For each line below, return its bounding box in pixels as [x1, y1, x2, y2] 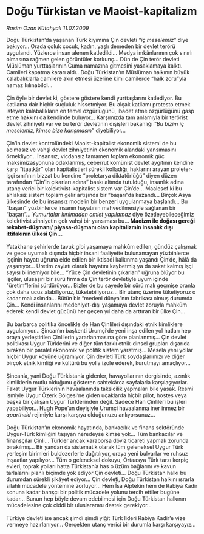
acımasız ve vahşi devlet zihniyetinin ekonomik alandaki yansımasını [6, 146, 177, 153]
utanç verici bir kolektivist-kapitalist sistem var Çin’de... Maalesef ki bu [6, 184, 182, 192]
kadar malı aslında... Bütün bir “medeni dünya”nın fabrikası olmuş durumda [6, 294, 193, 302]
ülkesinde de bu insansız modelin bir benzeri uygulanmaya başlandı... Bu [6, 198, 188, 205]
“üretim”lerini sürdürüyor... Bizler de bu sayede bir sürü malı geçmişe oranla [6, 282, 195, 289]
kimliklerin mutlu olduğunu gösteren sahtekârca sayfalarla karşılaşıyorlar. [6, 378, 188, 386]
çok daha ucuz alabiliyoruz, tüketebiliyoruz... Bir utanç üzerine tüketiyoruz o [6, 288, 196, 296]
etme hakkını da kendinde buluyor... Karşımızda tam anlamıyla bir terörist [6, 114, 188, 121]
